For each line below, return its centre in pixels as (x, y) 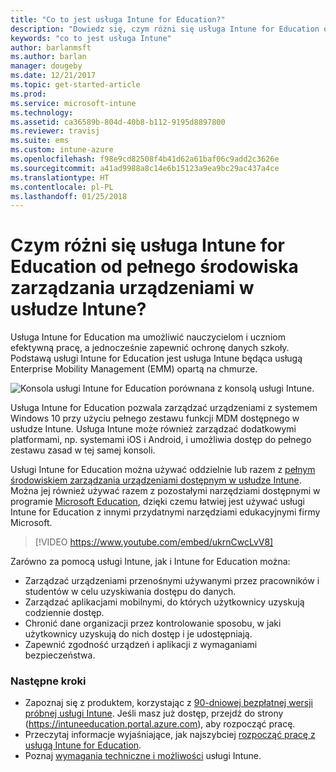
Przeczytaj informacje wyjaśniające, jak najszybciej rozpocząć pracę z (170, 735)
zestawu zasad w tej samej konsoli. (83, 450)
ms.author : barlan (48, 57)
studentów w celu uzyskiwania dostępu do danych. (130, 592)
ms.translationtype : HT (60, 177)
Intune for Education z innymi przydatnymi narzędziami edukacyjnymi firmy (165, 512)
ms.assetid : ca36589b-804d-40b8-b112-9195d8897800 (118, 122)
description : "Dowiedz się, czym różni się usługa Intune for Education (165, 29)
